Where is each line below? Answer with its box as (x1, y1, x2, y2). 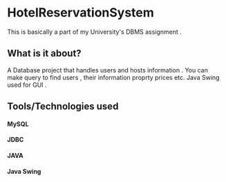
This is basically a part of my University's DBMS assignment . (7, 28, 182, 36)
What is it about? (7, 48, 82, 59)
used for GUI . (7, 81, 47, 89)
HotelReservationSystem (7, 5, 154, 21)
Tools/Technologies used (7, 101, 119, 112)
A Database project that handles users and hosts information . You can (7, 65, 209, 74)
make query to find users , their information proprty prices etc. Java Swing (7, 73, 220, 81)
